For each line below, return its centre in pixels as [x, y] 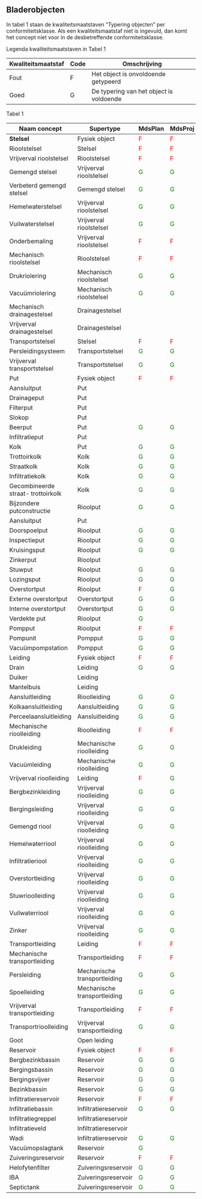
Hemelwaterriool [33, 844]
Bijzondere [25, 503]
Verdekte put [28, 618]
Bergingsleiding [31, 809]
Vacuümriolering [32, 293]
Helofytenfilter [30, 1167]
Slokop [19, 417]
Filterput [21, 407]
